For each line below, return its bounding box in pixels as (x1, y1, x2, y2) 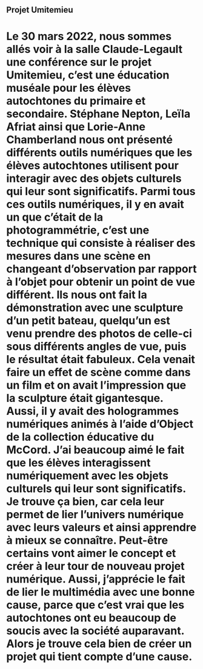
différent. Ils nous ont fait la (6, 288, 147, 302)
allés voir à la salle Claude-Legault (6, 42, 183, 56)
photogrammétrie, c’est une (6, 223, 150, 237)
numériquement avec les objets (6, 468, 168, 482)
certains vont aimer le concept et (6, 546, 176, 560)
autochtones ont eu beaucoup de (6, 611, 177, 625)
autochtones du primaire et (6, 94, 146, 108)
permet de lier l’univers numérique (6, 507, 184, 521)
